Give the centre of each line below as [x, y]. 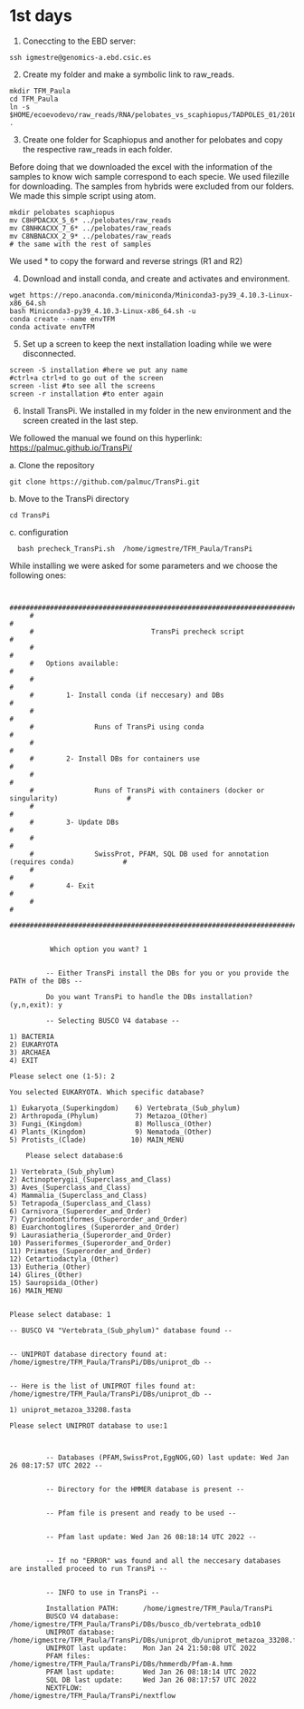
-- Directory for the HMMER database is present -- [145, 1489]
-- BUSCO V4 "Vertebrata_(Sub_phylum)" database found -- [121, 1331]
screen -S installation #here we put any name [99, 370]
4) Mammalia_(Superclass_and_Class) [78, 1195]
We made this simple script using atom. [83, 195]
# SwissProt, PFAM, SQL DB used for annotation [149, 854]
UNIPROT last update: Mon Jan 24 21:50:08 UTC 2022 [151, 1648]
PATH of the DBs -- [46, 981]
